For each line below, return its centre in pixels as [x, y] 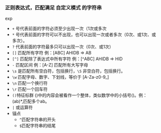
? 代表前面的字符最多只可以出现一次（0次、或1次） [63, 47]
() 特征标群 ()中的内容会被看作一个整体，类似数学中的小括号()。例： [80, 95]
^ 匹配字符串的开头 [37, 119]
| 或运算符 [22, 107]
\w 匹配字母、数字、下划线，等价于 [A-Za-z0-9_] [60, 77]
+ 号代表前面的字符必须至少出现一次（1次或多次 [59, 29]
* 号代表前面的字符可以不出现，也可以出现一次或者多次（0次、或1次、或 [84, 34]
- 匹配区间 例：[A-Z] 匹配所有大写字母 [50, 65]
